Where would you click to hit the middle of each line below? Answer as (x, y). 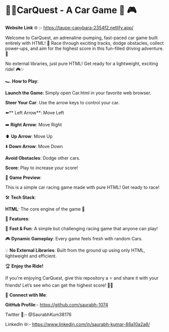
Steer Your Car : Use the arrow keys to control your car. (62, 102)
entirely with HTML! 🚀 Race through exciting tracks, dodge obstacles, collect (84, 43)
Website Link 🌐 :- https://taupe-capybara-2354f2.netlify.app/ (69, 27)
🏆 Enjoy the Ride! (24, 266)
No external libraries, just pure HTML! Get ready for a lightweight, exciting (82, 63)
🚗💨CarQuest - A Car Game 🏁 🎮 (71, 10)
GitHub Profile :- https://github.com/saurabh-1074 (57, 305)
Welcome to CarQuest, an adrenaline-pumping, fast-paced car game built (81, 38)
